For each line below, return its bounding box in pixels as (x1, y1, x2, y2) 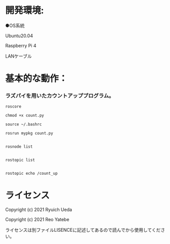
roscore (5, 104, 22, 110)
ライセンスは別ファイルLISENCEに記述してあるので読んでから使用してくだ (5, 227, 161, 233)
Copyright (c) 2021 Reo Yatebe (5, 216, 70, 223)
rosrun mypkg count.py (5, 131, 53, 136)
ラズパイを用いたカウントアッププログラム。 (5, 92, 114, 99)
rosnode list (5, 144, 33, 149)
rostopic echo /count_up (5, 171, 58, 176)
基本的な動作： (5, 73, 68, 85)
